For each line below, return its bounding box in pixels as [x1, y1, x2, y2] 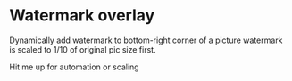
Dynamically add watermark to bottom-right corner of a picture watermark [9, 35, 283, 45]
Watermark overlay [9, 5, 155, 26]
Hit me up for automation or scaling [9, 61, 140, 72]
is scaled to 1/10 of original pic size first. [9, 44, 156, 54]
